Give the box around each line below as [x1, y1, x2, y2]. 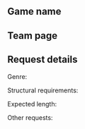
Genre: [7, 72, 28, 80]
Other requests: [7, 113, 53, 122]
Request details [7, 54, 78, 66]
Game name [7, 6, 62, 18]
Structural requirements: [7, 86, 79, 94]
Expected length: [7, 99, 57, 108]
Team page [7, 30, 58, 42]
